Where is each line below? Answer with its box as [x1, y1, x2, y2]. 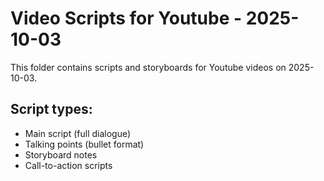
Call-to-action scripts [24, 159, 113, 171]
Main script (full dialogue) [24, 127, 132, 139]
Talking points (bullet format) [24, 138, 145, 150]
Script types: [10, 101, 93, 118]
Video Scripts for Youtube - [10, 7, 243, 30]
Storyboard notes [24, 148, 98, 161]
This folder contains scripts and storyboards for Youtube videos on [10, 61, 287, 73]
